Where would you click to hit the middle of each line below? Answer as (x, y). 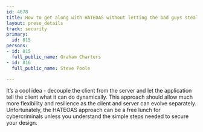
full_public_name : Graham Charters (56, 57)
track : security (27, 29)
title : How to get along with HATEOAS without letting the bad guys (94, 18)
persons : (17, 46)
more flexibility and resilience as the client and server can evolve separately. (101, 104)
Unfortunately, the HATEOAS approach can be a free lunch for (84, 110)
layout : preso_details (35, 23)
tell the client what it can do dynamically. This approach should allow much (100, 97)
